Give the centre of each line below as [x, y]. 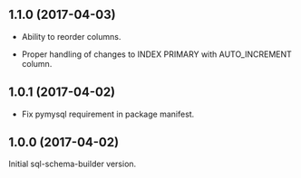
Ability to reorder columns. [71, 36]
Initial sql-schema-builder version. [73, 164]
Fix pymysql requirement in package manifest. [108, 114]
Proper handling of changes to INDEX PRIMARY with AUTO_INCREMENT [156, 54]
